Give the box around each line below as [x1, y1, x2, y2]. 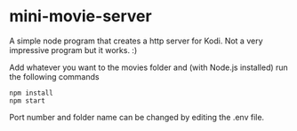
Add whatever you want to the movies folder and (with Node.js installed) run [9, 62, 289, 73]
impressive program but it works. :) [9, 44, 138, 55]
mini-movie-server [9, 6, 153, 27]
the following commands [9, 71, 100, 81]
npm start [9, 96, 46, 105]
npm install [9, 89, 53, 97]
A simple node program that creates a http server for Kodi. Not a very [9, 35, 264, 46]
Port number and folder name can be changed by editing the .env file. [9, 112, 265, 122]
